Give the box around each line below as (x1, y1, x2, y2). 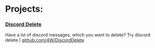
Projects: (5, 3, 43, 15)
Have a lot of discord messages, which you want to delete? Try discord (5, 32, 151, 38)
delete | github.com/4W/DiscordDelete (5, 37, 84, 43)
